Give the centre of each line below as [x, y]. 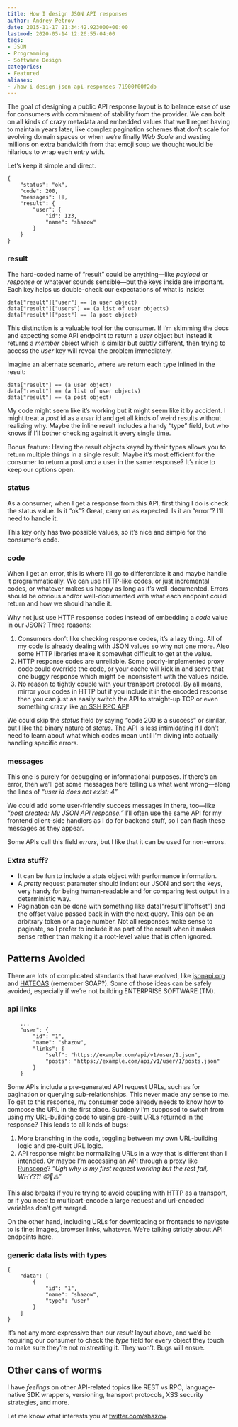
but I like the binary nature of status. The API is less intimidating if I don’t [113, 728]
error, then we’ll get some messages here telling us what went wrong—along [119, 784]
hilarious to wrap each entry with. [56, 152]
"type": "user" [68, 1301]
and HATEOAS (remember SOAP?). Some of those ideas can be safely [109, 983]
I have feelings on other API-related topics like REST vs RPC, [96, 1387]
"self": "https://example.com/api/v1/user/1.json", [123, 1055]
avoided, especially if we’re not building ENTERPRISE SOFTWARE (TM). [112, 990]
